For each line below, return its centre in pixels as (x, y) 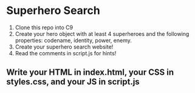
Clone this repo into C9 (44, 27)
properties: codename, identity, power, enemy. (74, 40)
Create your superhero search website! (64, 47)
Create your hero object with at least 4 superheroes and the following (102, 33)
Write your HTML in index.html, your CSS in (90, 73)
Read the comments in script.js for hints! (66, 53)
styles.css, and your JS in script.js (73, 82)
